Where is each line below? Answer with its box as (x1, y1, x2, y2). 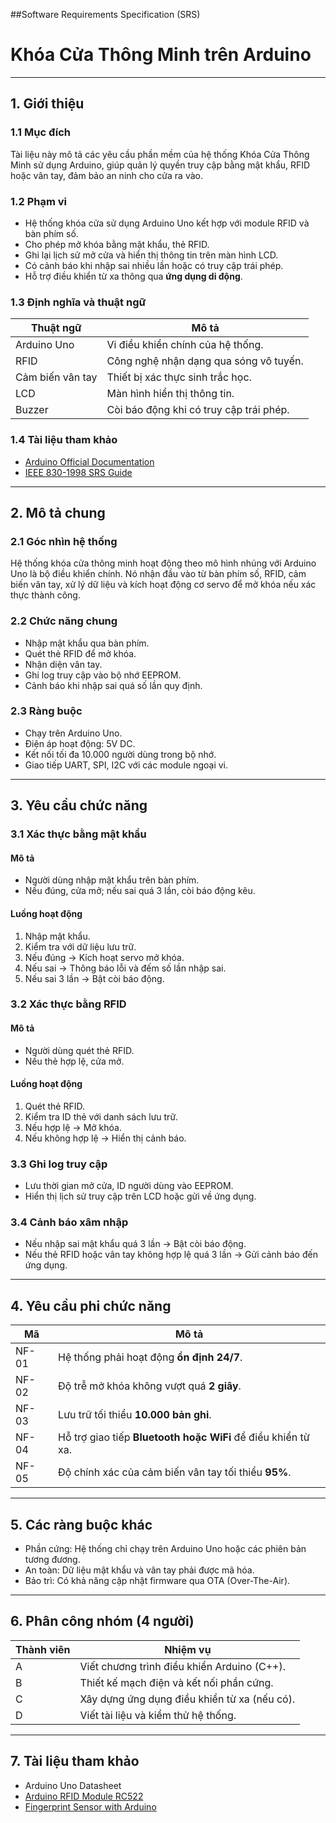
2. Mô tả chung (10, 504, 106, 521)
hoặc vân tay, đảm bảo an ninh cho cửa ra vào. (10, 169, 203, 181)
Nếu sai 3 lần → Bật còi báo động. (24, 972, 165, 984)
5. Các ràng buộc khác (10, 1516, 153, 1533)
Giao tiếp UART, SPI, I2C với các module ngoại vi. (24, 759, 229, 771)
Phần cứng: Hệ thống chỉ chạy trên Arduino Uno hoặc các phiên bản (24, 1543, 307, 1555)
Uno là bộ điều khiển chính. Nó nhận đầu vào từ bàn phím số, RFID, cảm (10, 568, 307, 580)
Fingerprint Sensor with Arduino (24, 1800, 157, 1813)
